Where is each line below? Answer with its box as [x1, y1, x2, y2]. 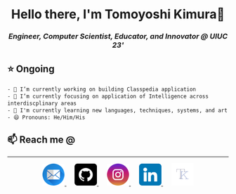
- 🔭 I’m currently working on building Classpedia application [7, 86, 197, 93]
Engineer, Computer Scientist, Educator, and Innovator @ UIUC [8, 32, 228, 41]
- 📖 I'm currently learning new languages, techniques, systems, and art [7, 107, 228, 114]
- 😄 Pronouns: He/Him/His [7, 114, 86, 121]
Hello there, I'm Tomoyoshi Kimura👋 [11, 6, 225, 22]
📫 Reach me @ [7, 134, 76, 146]
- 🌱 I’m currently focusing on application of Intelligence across [7, 93, 209, 100]
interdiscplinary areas [7, 100, 77, 107]
